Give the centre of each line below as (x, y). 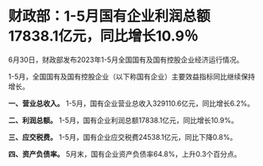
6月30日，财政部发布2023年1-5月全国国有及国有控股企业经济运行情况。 (126, 60)
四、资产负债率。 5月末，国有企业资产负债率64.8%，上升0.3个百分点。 (125, 154)
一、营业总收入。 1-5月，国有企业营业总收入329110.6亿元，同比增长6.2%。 (131, 103)
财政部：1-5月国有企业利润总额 (109, 16)
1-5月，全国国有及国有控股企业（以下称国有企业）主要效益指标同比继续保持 (132, 76)
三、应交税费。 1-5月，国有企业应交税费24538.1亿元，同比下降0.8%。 (123, 137)
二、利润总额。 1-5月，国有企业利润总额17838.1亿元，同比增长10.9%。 (123, 120)
